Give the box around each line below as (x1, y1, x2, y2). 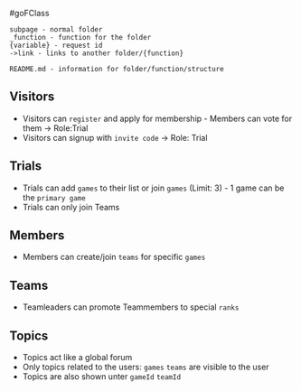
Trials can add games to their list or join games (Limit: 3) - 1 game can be (22, 182, 285, 193)
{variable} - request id (9, 41, 103, 50)
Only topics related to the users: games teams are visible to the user (22, 361, 269, 373)
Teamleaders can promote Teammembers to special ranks (22, 302, 240, 312)
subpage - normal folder (9, 25, 103, 34)
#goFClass (9, 8, 50, 18)
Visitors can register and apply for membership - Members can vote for (22, 113, 293, 124)
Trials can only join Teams (22, 201, 120, 212)
